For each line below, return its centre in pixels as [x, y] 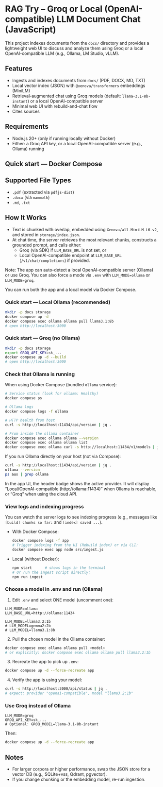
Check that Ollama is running [40, 374]
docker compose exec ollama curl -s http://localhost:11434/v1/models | [80, 447]
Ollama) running [28, 149]
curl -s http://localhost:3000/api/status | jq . [56, 689]
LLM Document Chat [98, 19]
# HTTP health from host [30, 420]
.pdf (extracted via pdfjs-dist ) [43, 192]
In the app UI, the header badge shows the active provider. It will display [77, 483]
